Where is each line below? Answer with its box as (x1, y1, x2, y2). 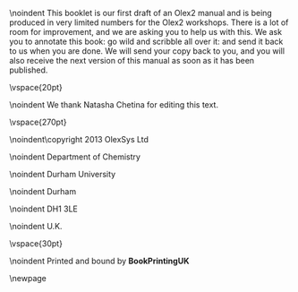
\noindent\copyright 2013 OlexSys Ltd (9, 134, 149, 144)
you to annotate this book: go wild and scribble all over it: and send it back (9, 36, 284, 47)
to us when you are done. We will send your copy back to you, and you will (9, 46, 285, 56)
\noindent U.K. (9, 221, 63, 231)
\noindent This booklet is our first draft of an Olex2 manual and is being (9, 8, 273, 18)
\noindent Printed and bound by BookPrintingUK (9, 255, 190, 266)
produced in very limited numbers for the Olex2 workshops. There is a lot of (9, 17, 289, 28)
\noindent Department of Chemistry (9, 151, 141, 162)
